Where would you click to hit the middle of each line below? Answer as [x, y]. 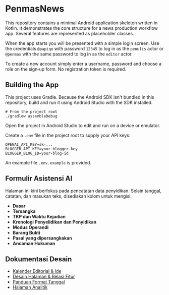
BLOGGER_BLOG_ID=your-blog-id [37, 153]
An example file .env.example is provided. [48, 162]
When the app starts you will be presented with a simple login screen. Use [82, 43]
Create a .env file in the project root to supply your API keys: [68, 135]
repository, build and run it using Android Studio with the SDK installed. [79, 102]
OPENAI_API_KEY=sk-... [29, 144]
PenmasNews [35, 9]
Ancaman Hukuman [34, 243]
